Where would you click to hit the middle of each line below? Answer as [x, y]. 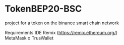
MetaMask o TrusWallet [29, 38]
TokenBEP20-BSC [43, 9]
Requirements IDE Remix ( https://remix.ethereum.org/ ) [61, 32]
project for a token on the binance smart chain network [62, 23]
